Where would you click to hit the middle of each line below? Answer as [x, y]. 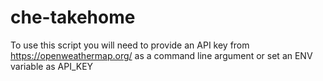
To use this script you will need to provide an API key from [130, 45]
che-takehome [73, 17]
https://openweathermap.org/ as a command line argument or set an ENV [161, 55]
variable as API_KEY [52, 66]
